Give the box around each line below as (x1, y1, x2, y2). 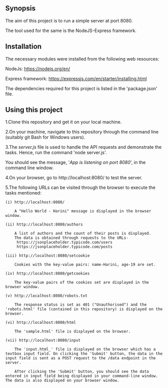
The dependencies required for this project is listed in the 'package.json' (5, 85, 158, 91)
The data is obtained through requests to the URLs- (14, 235, 129, 241)
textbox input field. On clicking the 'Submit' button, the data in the (5, 351, 163, 356)
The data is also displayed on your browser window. (5, 378, 120, 383)
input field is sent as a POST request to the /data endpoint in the (5, 356, 156, 361)
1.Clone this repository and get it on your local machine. (5, 119, 122, 125)
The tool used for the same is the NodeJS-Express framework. (5, 27, 136, 34)
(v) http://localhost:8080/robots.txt (5, 293, 88, 298)
